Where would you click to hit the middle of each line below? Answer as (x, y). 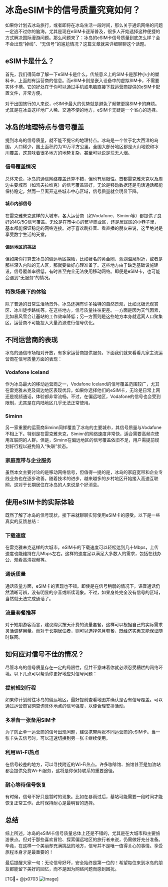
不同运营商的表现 (31, 340)
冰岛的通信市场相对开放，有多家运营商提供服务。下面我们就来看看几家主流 (82, 353)
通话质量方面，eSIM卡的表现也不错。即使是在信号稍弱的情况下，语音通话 (80, 586)
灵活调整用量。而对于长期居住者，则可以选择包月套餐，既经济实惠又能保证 (82, 631)
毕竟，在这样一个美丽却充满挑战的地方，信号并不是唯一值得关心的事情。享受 (84, 845)
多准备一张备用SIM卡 (30, 720)
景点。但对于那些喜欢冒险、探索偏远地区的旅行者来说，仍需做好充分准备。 (86, 839)
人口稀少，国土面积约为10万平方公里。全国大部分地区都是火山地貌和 (84, 146)
